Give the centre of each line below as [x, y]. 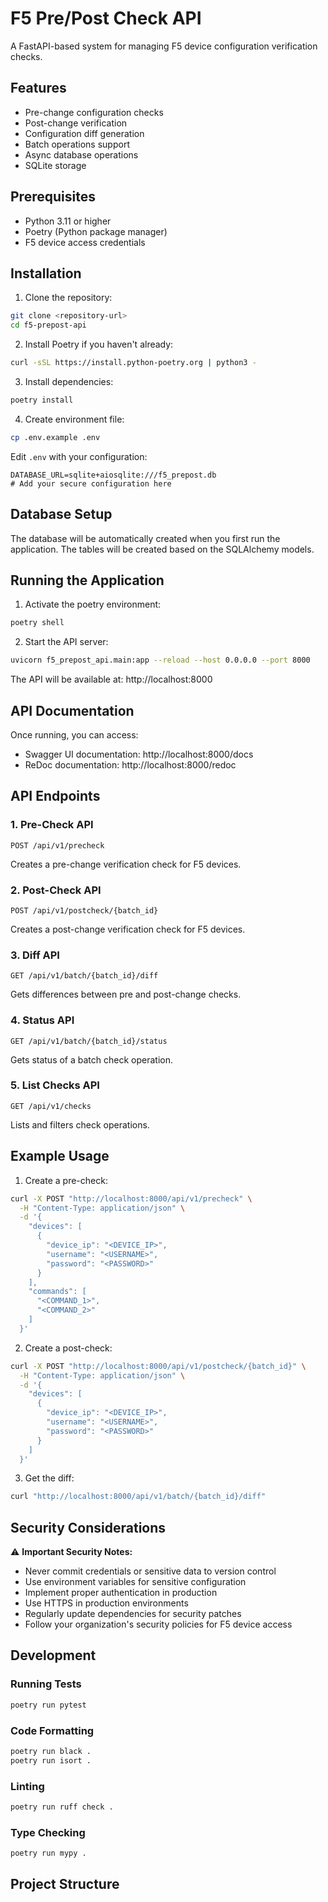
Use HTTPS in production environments [106, 1603]
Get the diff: [49, 1478]
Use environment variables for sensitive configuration [135, 1582]
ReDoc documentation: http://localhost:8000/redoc [130, 764]
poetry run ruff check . [62, 1807]
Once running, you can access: [74, 734]
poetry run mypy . [48, 1853]
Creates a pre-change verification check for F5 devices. [126, 864]
